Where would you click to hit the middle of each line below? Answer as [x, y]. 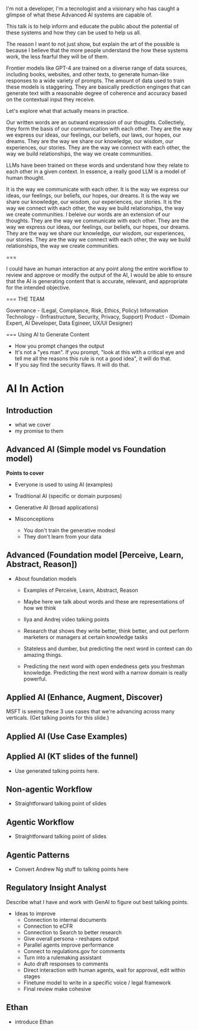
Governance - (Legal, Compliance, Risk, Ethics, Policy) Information [87, 310]
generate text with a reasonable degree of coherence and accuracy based [97, 93]
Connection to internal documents [65, 919]
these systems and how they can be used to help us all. [74, 33]
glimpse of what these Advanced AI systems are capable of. [79, 15]
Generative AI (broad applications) [56, 507]
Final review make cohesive [57, 989]
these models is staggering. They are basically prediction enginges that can [98, 87]
